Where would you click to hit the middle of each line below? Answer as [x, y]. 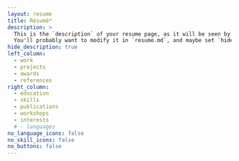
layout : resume [30, 14]
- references [33, 80]
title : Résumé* [30, 21]
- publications [36, 107]
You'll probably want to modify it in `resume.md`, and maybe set [114, 41]
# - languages [34, 126]
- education [32, 93]
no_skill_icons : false [41, 140]
